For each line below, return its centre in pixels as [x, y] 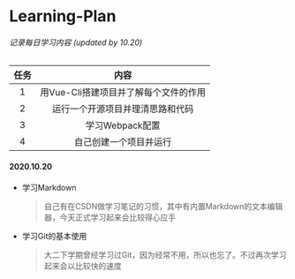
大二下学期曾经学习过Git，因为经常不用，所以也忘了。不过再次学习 [165, 254]
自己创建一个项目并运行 [123, 142]
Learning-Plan [63, 16]
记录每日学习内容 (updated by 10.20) [76, 42]
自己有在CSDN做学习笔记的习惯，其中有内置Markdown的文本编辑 [163, 206]
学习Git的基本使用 [54, 236]
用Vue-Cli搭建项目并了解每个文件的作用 [123, 93]
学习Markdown [49, 187]
